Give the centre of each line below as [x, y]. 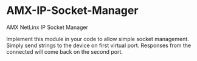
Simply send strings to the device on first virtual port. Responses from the [99, 45]
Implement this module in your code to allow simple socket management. [98, 39]
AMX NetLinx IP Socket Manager [47, 27]
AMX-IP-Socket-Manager [72, 11]
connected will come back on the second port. [65, 51]
